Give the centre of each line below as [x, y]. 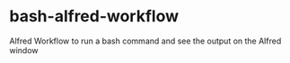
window [24, 50]
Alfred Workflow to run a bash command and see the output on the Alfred [145, 41]
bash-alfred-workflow [94, 16]
